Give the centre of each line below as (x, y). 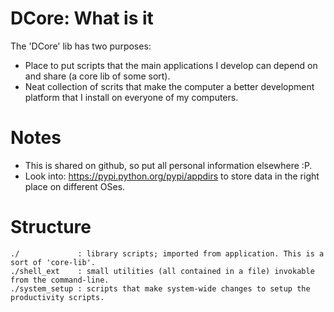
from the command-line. (60, 280)
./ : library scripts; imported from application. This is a (167, 253)
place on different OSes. (75, 186)
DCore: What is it (82, 18)
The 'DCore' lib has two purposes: (81, 46)
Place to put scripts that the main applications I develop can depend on (171, 65)
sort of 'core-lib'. (53, 262)
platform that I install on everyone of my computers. (131, 97)
